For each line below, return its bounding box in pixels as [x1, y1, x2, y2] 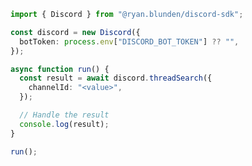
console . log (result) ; [19, 119, 110, 129]
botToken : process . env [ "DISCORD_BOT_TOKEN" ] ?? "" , [19, 36, 240, 47]
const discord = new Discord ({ [10, 27, 141, 37]
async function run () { [10, 64, 110, 74]
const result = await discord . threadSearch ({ [19, 73, 213, 84]
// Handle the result [19, 110, 110, 120]
